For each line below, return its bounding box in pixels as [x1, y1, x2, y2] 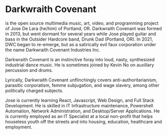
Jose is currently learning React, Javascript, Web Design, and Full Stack [5, 97, 154, 103]
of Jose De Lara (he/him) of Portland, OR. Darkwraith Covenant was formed [5, 25, 162, 31]
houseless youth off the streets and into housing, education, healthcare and [5, 118, 162, 124]
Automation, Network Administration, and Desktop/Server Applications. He [5, 108, 160, 114]
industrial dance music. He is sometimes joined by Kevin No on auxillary [5, 62, 154, 68]
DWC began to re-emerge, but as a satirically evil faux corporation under [5, 41, 156, 47]
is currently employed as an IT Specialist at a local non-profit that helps [5, 113, 153, 119]
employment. [5, 124, 33, 130]
